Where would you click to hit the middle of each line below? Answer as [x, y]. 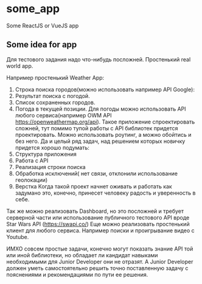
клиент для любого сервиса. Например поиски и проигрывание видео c [100, 230]
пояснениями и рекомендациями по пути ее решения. [77, 274]
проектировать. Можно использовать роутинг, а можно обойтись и [103, 134]
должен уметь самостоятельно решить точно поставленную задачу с [97, 268]
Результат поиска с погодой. [52, 95]
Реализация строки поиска [50, 167]
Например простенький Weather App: [55, 77]
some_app [33, 9]
